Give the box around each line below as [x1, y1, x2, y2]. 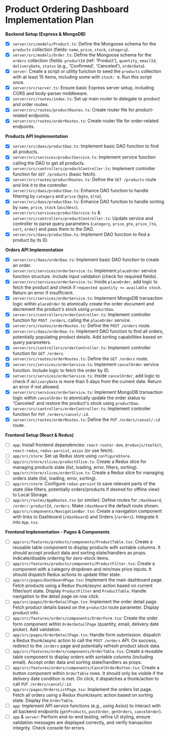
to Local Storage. [12, 492, 48, 498]
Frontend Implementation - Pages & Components [5, 529, 110, 535]
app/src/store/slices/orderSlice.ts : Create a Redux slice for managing [12, 469, 164, 476]
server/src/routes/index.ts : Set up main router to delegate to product [12, 96, 160, 102]
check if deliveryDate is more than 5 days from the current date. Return [12, 378, 162, 384]
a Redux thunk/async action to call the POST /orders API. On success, [12, 637, 157, 643]
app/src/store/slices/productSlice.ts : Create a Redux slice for [12, 458, 147, 464]
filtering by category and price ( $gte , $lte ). [12, 193, 102, 199]
